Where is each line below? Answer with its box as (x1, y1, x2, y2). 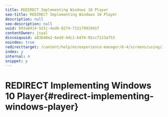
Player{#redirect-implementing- (16, 90, 154, 102)
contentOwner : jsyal (5, 30, 48, 35)
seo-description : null (5, 21, 52, 26)
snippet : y (5, 58, 28, 63)
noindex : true (5, 40, 35, 45)
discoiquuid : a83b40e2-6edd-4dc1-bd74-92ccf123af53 (5, 35, 115, 40)
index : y (5, 49, 23, 54)
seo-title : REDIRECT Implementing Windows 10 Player (5, 12, 117, 17)
